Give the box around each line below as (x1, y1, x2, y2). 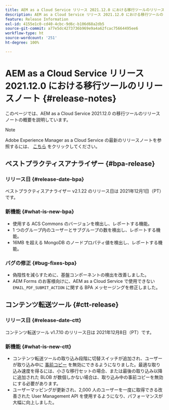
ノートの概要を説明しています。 (5, 117, 71, 123)
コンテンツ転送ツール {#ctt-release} (5, 300, 119, 309)
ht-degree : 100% (5, 40, 39, 45)
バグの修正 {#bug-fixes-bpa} (5, 259, 77, 266)
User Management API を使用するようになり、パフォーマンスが (31, 393, 163, 399)
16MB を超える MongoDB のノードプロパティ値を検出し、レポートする (12, 239, 158, 245)
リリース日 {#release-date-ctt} (5, 317, 81, 324)
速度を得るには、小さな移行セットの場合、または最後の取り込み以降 (21, 368, 162, 374)
